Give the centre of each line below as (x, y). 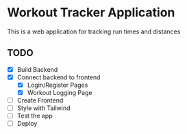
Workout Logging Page (60, 92)
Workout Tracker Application (91, 13)
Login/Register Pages (58, 85)
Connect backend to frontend (59, 77)
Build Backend (37, 69)
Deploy (27, 124)
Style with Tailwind (43, 108)
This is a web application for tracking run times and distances (94, 31)
